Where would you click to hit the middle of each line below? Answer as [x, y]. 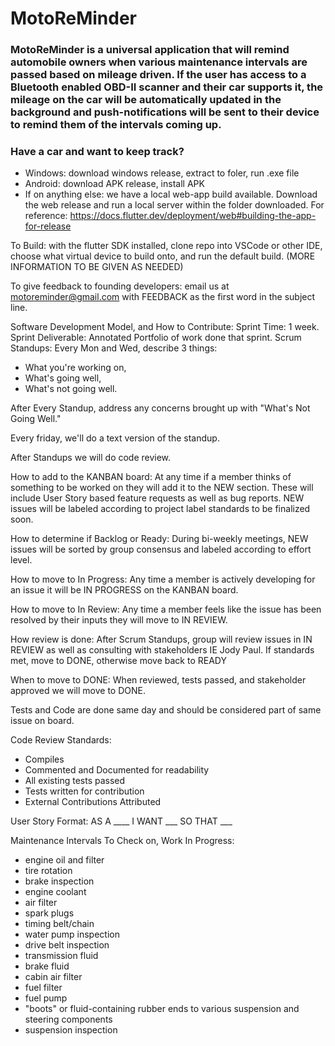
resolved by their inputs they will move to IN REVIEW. [119, 620]
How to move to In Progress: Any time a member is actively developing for [163, 579]
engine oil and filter [64, 860]
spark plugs [49, 913]
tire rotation [48, 871]
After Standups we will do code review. [91, 458]
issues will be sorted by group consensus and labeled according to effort [161, 549]
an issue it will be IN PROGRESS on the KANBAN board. [124, 590]
